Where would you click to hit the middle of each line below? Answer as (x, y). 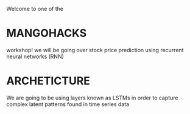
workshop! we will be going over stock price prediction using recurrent (95, 50)
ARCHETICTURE (48, 81)
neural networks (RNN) (35, 56)
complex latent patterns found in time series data (68, 104)
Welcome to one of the (35, 9)
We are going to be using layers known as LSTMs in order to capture (92, 98)
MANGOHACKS (47, 33)
